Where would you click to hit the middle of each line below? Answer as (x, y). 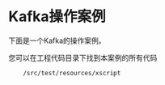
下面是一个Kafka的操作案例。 (57, 40)
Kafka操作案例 (57, 17)
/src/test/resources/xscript (72, 73)
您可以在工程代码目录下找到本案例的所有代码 (83, 57)
